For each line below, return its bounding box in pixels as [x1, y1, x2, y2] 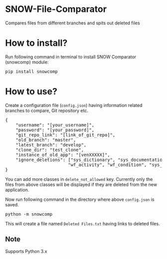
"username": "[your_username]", [15, 122, 94, 128]
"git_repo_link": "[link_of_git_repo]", [15, 132, 116, 138]
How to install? [5, 37, 68, 49]
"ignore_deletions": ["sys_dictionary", [15, 157, 116, 163]
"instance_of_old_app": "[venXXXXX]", [15, 152, 110, 158]
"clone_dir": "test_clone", [15, 147, 84, 153]
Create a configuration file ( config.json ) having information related [5, 102, 143, 108]
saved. [5, 201, 19, 207]
